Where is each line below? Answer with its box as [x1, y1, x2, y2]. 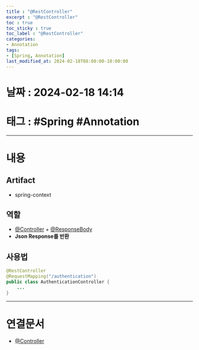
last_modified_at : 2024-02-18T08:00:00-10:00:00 [6, 58, 129, 64]
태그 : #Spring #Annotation [6, 115, 140, 128]
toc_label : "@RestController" [6, 31, 84, 37]
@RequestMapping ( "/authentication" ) [6, 274, 97, 280]
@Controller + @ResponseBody [14, 226, 93, 233]
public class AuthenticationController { [6, 279, 110, 285]
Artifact [6, 175, 36, 185]
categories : [6, 36, 36, 42]
